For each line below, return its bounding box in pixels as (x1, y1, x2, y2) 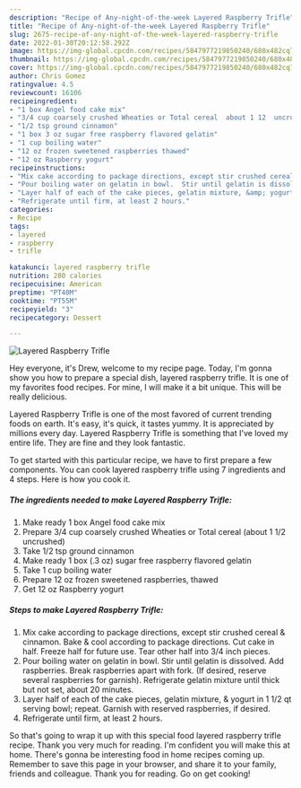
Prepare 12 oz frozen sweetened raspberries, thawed (21, 574, 219, 585)
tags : (9, 222, 30, 231)
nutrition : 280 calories (9, 271, 102, 281)
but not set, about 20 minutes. (21, 684, 134, 696)
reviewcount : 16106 (9, 88, 82, 97)
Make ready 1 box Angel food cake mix (21, 517, 166, 528)
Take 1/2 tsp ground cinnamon (21, 546, 134, 556)
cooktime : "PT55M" (9, 296, 78, 305)
